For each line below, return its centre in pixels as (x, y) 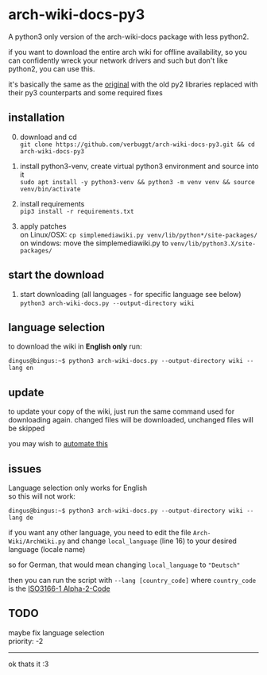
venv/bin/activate (50, 189)
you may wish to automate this (58, 444)
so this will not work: (42, 496)
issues (25, 469)
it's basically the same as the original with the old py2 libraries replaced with (133, 84)
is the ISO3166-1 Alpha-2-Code (59, 588)
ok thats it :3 (29, 664)
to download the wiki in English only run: (75, 346)
